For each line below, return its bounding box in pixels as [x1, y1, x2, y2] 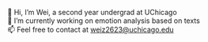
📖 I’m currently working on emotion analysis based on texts [7, 16, 201, 25]
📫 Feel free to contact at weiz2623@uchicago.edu [7, 25, 175, 34]
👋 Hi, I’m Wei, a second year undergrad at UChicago [7, 8, 177, 17]
